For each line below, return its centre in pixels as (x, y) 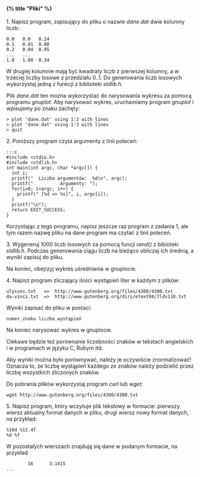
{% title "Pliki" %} (29, 8)
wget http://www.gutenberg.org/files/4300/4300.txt (72, 395)
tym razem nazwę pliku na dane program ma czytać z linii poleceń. (89, 233)
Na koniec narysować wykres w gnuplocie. (59, 330)
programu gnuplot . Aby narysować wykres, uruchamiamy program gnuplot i (100, 102)
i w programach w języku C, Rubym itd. (55, 348)
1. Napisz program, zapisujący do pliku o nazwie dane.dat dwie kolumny (95, 22)
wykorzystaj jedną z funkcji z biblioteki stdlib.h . (65, 84)
